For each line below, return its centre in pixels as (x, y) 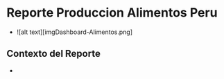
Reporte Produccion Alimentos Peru (112, 13)
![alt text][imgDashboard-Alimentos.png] (75, 32)
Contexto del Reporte (54, 54)
